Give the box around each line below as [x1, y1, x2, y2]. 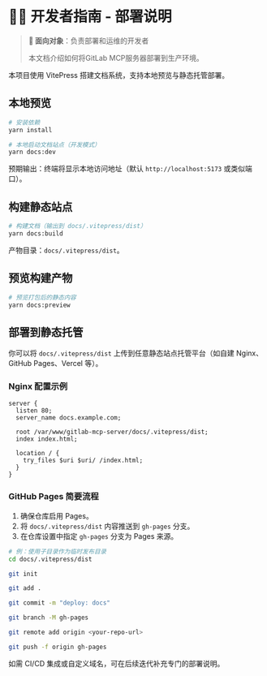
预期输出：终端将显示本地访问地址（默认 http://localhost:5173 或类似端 [8, 164, 253, 174]
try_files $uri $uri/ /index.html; [23, 456, 144, 465]
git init [8, 570, 38, 578]
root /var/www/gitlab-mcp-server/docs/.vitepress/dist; [15, 428, 209, 437]
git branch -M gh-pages [8, 614, 89, 622]
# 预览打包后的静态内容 [8, 293, 77, 301]
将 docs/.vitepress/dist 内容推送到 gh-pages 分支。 [19, 521, 195, 531]
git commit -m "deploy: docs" [8, 599, 111, 607]
